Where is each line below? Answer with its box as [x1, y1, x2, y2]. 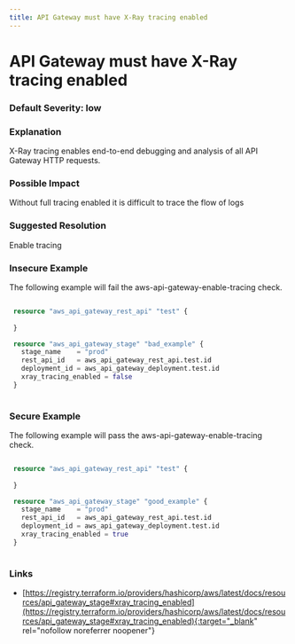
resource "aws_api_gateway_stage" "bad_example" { [12, 339, 204, 349]
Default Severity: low [9, 101, 102, 114]
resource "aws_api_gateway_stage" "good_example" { [12, 497, 208, 506]
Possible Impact [9, 177, 80, 189]
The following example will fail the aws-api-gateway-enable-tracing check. [9, 281, 283, 293]
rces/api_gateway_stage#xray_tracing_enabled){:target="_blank [21, 616, 254, 626]
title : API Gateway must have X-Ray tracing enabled [9, 12, 208, 22]
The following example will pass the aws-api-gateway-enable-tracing [9, 429, 263, 440]
